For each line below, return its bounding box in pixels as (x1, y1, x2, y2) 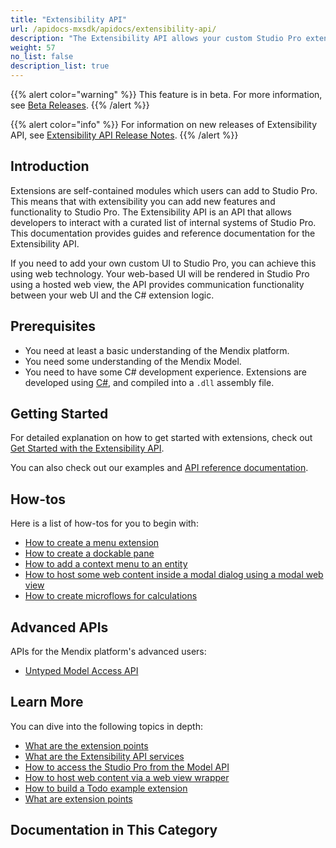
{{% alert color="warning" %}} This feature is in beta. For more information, (10, 89, 323, 100)
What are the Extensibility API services (24, 750, 185, 762)
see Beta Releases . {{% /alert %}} (10, 99, 150, 111)
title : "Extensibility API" (10, 14, 128, 25)
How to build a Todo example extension (24, 782, 188, 794)
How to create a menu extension (24, 537, 160, 549)
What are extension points (24, 792, 133, 805)
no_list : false (10, 52, 74, 62)
